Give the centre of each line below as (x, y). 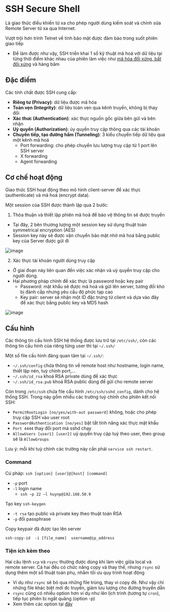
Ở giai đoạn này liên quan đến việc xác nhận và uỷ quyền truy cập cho (86, 270)
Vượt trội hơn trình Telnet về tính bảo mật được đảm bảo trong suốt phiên (81, 38)
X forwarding (34, 156)
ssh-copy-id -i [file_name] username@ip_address (60, 538)
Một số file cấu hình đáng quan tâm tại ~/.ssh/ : (55, 356)
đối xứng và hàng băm (36, 64)
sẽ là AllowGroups (31, 439)
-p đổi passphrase (32, 519)
